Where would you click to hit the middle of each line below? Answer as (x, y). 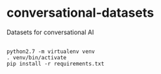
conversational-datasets (80, 13)
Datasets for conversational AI (50, 32)
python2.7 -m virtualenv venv (51, 52)
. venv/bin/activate (37, 58)
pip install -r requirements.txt (56, 64)
